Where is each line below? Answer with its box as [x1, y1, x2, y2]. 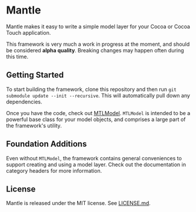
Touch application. [6, 29, 51, 36]
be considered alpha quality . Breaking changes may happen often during [6, 46, 184, 53]
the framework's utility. [6, 122, 62, 129]
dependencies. [6, 98, 42, 105]
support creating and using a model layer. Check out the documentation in [6, 161, 187, 168]
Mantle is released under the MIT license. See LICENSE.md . [6, 200, 151, 207]
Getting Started [6, 70, 64, 80]
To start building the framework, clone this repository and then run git [6, 86, 177, 93]
